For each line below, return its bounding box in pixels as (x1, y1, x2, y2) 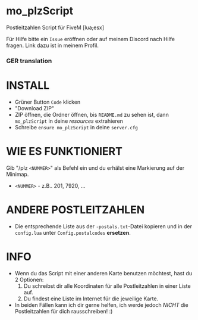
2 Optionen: (14, 276, 44, 283)
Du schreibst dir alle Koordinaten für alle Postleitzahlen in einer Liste (23, 282, 191, 290)
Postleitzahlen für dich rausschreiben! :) (14, 307, 113, 315)
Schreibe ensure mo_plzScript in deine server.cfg (14, 123, 138, 131)
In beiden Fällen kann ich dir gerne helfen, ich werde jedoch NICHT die (14, 301, 188, 308)
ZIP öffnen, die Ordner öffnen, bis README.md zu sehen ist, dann (14, 111, 169, 118)
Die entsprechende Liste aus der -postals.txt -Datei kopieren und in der (14, 222, 192, 230)
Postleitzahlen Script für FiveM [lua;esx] (6, 24, 105, 31)
